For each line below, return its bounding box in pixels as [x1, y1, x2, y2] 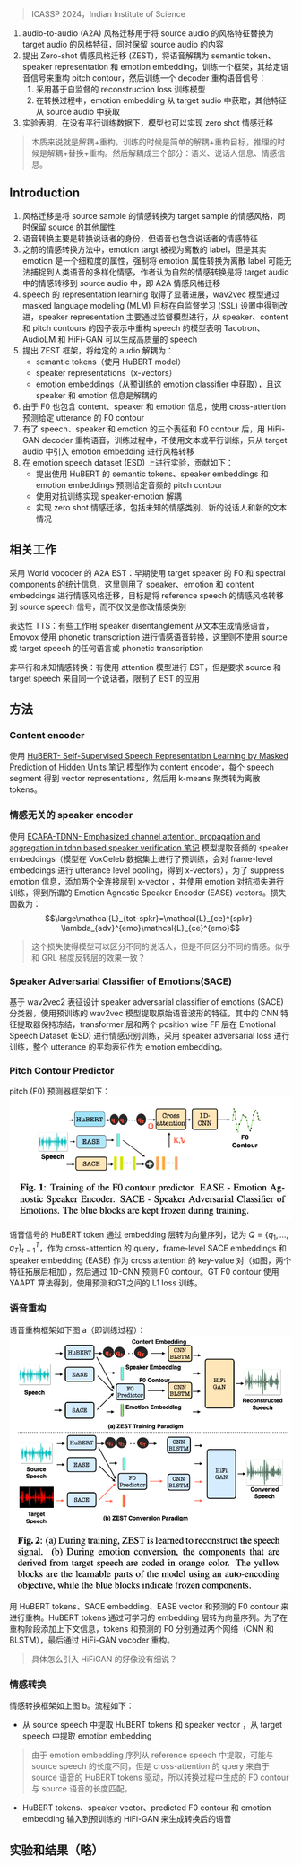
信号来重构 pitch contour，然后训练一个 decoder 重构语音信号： [30, 73, 267, 83]
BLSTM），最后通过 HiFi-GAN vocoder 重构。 [9, 1634, 176, 1645]
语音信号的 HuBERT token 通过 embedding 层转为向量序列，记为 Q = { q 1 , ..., [9, 1229, 289, 1242]
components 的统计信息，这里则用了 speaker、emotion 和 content [9, 579, 254, 589]
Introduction [9, 186, 81, 201]
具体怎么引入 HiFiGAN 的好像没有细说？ [30, 1653, 177, 1664]
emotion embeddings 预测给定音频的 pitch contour [35, 479, 223, 490]
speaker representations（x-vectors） [35, 367, 177, 378]
